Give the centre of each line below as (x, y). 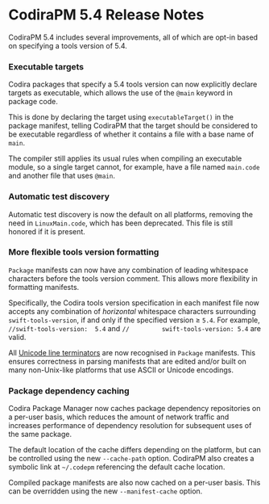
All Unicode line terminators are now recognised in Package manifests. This (132, 352)
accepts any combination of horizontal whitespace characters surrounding (132, 311)
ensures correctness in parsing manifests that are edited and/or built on (128, 361)
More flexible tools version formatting (84, 252)
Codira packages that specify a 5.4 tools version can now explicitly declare (133, 84)
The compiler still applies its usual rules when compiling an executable (125, 158)
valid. (17, 337)
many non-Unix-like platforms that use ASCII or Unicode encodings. (121, 370)
